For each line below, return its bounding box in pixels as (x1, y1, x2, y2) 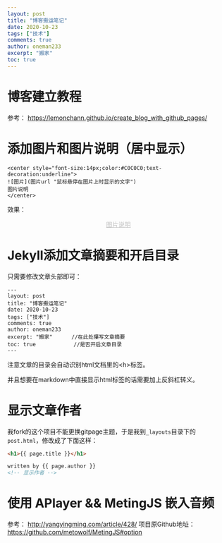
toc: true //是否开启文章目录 (7, 341, 122, 348)
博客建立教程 (7, 89, 82, 104)
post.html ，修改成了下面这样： (7, 436, 98, 444)
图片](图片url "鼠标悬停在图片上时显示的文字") (13, 178, 137, 185)
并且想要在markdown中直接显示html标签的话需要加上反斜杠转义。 (7, 375, 199, 384)
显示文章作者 (7, 403, 82, 418)
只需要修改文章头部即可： (7, 272, 82, 281)
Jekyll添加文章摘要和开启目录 (7, 248, 180, 263)
